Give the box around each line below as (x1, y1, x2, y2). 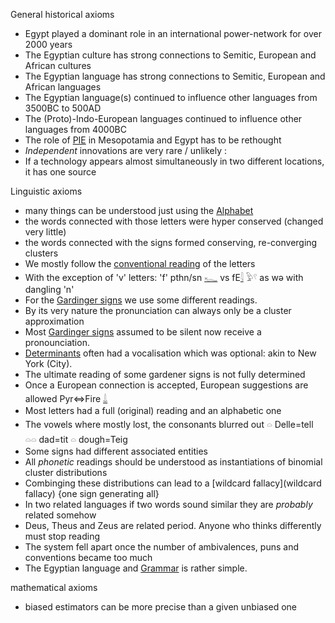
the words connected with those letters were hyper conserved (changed (24, 215, 324, 227)
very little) (24, 226, 67, 238)
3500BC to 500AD (24, 102, 102, 114)
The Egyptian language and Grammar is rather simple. (24, 562, 248, 574)
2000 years (24, 39, 73, 50)
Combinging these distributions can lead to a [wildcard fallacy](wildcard (24, 477, 322, 489)
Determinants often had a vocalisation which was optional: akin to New (24, 347, 317, 359)
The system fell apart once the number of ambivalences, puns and (24, 541, 299, 553)
